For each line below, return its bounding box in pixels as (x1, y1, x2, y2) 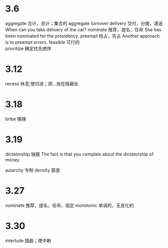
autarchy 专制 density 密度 (5, 167, 60, 173)
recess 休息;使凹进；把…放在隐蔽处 (5, 80, 79, 87)
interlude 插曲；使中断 (5, 237, 52, 243)
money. (5, 156, 21, 162)
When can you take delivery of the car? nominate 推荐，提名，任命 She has (5, 26, 162, 33)
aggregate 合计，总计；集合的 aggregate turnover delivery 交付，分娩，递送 (5, 20, 163, 26)
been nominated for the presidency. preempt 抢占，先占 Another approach (5, 33, 160, 39)
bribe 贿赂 (5, 116, 27, 122)
